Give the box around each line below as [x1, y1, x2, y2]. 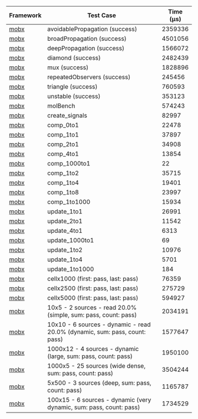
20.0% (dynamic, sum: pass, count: [47, 328, 146, 336]
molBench [47, 102, 75, 110]
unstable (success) [47, 92, 101, 100]
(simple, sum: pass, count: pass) [47, 311, 137, 319]
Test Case [87, 11, 117, 20]
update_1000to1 [47, 236, 94, 244]
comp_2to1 [47, 140, 80, 148]
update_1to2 [47, 246, 82, 254]
